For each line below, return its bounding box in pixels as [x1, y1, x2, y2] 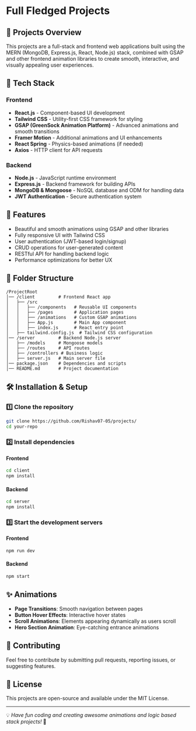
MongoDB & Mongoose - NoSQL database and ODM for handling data [14, 186, 184, 193]
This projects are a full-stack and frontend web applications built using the [6, 43, 185, 50]
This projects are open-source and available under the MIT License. [6, 695, 169, 702]
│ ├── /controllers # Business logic [6, 350, 103, 356]
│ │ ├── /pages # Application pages [6, 309, 124, 315]
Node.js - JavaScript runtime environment [14, 174, 117, 181]
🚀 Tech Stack [6, 78, 55, 88]
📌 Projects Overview [6, 27, 82, 37]
